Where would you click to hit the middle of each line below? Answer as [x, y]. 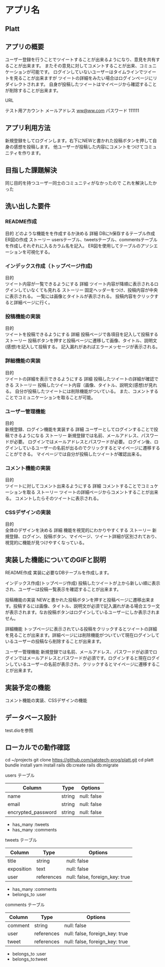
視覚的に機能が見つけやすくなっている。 [46, 543]
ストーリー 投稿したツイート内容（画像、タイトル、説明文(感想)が [82, 385]
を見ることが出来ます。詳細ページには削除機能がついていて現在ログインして [82, 635]
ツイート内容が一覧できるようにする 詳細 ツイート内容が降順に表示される [80, 284]
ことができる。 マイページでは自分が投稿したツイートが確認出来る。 [75, 454]
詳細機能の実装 [23, 361]
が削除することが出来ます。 [33, 91]
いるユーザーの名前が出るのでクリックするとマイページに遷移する [93, 448]
